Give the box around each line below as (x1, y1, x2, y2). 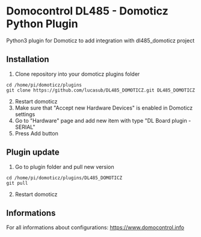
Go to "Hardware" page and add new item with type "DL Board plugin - (14, 117, 191, 124)
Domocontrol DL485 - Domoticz (6, 4, 169, 18)
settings (14, 110, 36, 118)
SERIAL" (14, 123, 36, 131)
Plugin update (6, 147, 60, 158)
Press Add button (14, 129, 58, 137)
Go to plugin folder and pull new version (14, 163, 114, 170)
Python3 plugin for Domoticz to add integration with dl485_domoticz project (6, 37, 194, 44)
